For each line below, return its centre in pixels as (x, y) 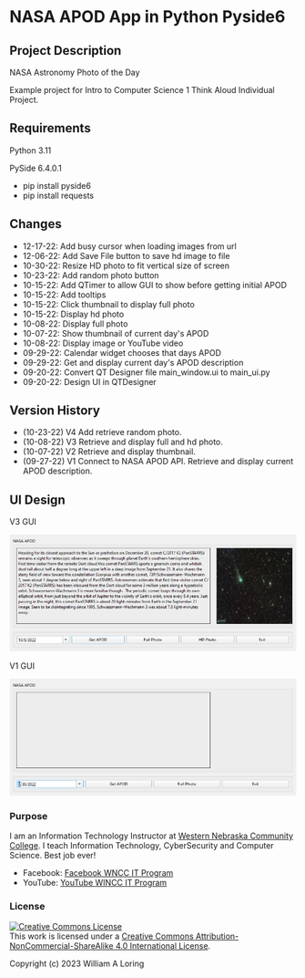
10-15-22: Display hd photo (73, 314)
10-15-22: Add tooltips (64, 295)
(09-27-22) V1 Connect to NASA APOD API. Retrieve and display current (158, 462)
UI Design (37, 499)
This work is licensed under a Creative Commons (102, 936)
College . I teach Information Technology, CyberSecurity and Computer (142, 846)
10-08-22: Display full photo (75, 323)
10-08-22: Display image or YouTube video (103, 343)
